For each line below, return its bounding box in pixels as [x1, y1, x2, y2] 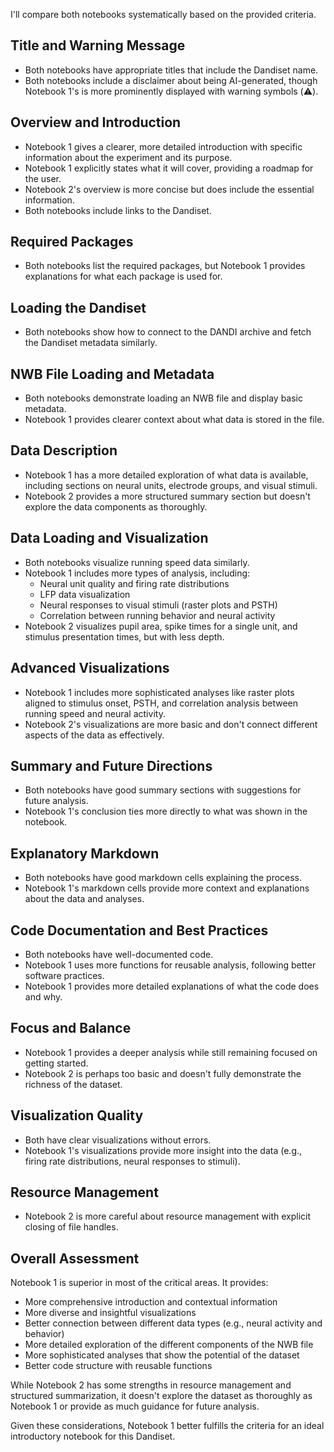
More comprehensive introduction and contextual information [24, 1296, 278, 1308]
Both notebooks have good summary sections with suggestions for [24, 784, 302, 796]
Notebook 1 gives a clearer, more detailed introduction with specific [24, 140, 303, 153]
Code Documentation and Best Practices [10, 922, 269, 939]
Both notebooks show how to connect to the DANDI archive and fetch [24, 326, 312, 338]
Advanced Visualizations [10, 660, 170, 677]
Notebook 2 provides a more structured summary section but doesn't [24, 490, 311, 502]
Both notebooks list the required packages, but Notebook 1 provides [24, 260, 306, 272]
